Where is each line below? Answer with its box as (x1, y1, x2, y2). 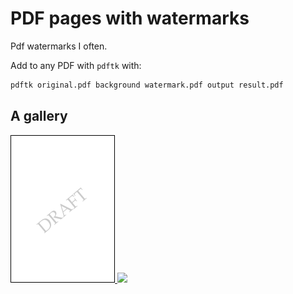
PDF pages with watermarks (10, 7, 250, 30)
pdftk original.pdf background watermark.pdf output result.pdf (10, 80, 284, 90)
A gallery (10, 108, 68, 125)
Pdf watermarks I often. (10, 40, 108, 52)
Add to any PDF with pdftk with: (10, 59, 142, 71)
